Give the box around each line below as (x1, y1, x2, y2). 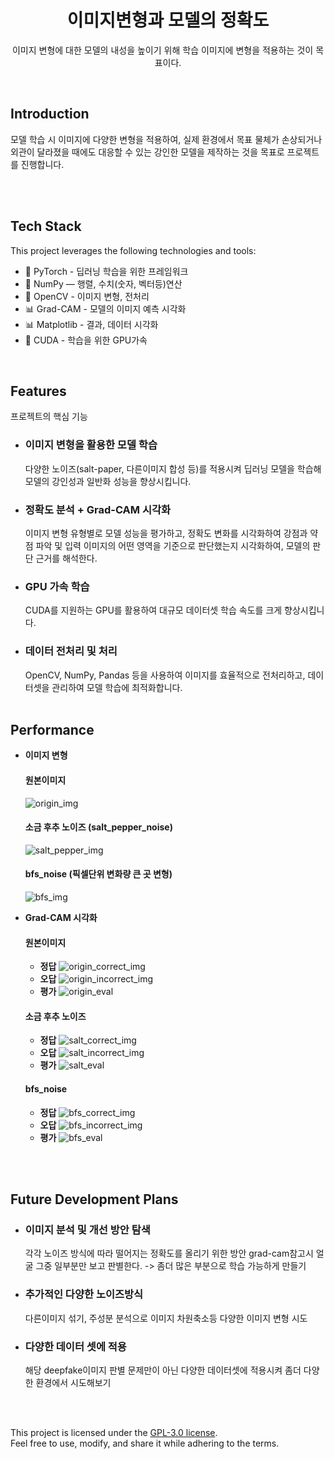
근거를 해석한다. (35, 552, 98, 564)
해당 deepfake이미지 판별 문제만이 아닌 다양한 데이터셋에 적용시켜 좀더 (24, 1364, 302, 1376)
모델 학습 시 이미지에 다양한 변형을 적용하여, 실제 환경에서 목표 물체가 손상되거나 (10, 133, 323, 145)
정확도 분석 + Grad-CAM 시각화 (24, 502, 172, 516)
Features (10, 382, 67, 400)
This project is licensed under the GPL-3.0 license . (10, 1426, 218, 1438)
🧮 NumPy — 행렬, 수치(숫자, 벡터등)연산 (24, 277, 183, 290)
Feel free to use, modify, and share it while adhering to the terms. (10, 1437, 280, 1449)
